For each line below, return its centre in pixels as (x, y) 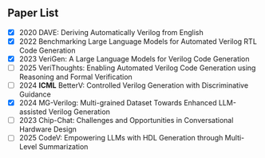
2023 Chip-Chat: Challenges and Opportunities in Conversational (126, 120)
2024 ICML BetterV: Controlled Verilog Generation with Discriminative (134, 85)
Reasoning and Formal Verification (75, 77)
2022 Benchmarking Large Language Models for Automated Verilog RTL (138, 41)
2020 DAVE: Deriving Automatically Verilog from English (111, 32)
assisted (33, 112)
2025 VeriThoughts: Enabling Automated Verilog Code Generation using (137, 68)
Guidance (35, 94)
